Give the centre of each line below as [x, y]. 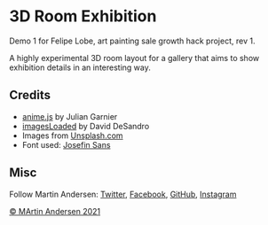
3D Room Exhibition [83, 16]
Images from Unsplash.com [72, 136]
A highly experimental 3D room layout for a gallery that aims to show [134, 58]
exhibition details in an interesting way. [80, 67]
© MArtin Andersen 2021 [55, 211]
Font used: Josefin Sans [66, 144]
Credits [30, 95]
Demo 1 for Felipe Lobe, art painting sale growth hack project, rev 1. [132, 41]
